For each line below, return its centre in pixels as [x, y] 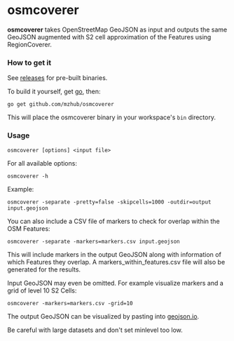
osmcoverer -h [28, 176]
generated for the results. [44, 269]
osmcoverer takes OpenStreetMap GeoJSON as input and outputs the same [117, 29]
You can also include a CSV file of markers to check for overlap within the [113, 221]
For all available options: [42, 163]
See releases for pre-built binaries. [57, 78]
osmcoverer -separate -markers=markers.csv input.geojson [94, 241]
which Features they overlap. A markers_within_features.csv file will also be [116, 262]
